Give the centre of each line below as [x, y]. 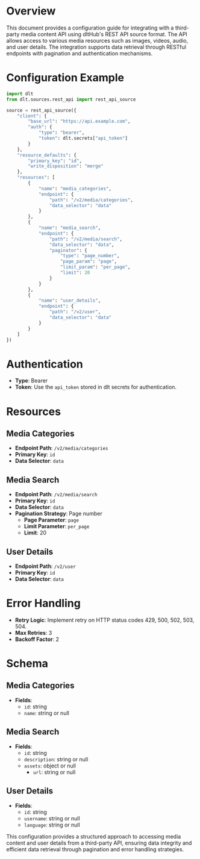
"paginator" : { [68, 250]
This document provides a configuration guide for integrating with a [90, 28]
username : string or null [52, 818]
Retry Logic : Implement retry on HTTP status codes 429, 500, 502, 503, [105, 620]
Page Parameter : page [52, 520]
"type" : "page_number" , [90, 256]
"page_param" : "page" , [89, 261]
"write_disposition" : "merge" [66, 166]
